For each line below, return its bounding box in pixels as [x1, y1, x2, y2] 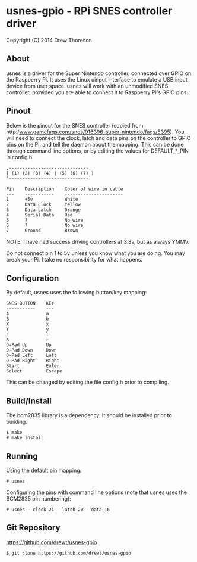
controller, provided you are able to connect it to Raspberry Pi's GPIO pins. [6, 88, 189, 96]
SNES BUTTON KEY [6, 300, 55, 306]
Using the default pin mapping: [6, 467, 82, 474]
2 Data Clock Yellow [6, 201, 81, 207]
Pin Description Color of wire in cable [6, 186, 123, 192]
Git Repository [6, 523, 61, 533]
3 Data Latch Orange [6, 207, 81, 213]
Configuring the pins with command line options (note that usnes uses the [6, 489, 187, 496]
